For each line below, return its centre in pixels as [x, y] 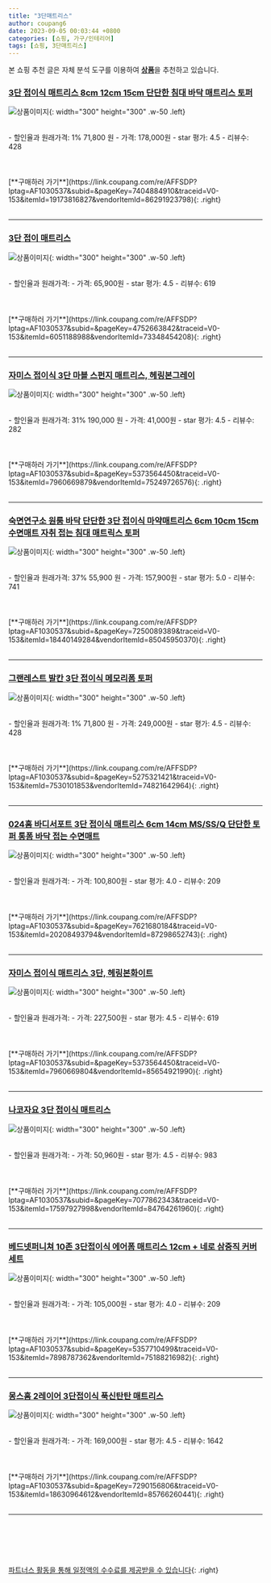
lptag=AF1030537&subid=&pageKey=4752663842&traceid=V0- [114, 328]
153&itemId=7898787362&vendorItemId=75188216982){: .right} [114, 1357]
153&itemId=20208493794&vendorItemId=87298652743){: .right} [118, 934]
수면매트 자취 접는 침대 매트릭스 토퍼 [74, 532]
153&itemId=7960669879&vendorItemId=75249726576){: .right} [115, 482]
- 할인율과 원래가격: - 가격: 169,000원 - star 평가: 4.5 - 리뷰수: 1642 [116, 1441]
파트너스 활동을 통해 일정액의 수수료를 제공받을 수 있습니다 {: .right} [114, 1570]
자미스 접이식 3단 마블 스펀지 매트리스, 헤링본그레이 [102, 375]
